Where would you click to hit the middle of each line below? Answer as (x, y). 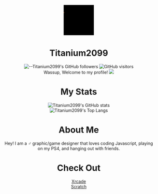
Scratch (79, 186)
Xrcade (79, 181)
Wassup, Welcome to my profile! (76, 72)
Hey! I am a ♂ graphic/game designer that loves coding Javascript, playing (79, 143)
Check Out (79, 168)
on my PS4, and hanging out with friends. (79, 148)
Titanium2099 (79, 53)
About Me (79, 130)
